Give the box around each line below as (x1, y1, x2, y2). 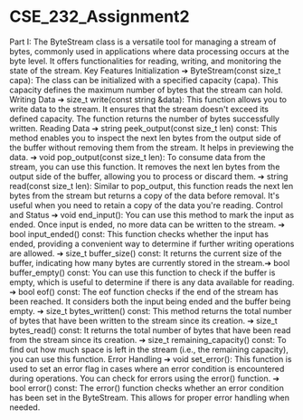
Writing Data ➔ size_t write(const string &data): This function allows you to (9, 93, 288, 105)
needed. (9, 401, 41, 413)
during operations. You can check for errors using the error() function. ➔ (9, 373, 280, 384)
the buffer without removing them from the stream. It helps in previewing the (9, 142, 294, 153)
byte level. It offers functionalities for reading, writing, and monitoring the (9, 55, 282, 66)
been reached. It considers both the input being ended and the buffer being (9, 296, 291, 307)
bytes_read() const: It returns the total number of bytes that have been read (9, 324, 291, 336)
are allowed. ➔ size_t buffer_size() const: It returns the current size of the (9, 247, 282, 259)
